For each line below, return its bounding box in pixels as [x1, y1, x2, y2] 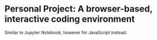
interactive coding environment [4, 13, 135, 25]
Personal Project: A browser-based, [4, 3, 153, 14]
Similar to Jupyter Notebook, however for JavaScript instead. [4, 29, 127, 35]
